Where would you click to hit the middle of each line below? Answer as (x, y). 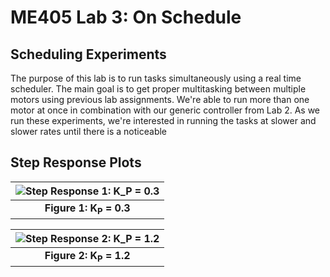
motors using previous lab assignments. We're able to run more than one (160, 99)
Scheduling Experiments (88, 54)
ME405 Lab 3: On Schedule (126, 17)
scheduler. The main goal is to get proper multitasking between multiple (158, 89)
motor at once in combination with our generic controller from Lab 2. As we (165, 110)
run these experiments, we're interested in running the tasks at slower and (163, 120)
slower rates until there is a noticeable (89, 131)
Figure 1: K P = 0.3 (87, 208)
